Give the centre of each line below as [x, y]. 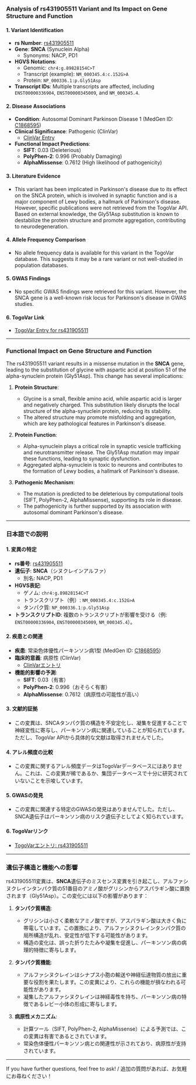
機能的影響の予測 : [36, 672]
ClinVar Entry [39, 138]
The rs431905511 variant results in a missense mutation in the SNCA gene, [95, 364]
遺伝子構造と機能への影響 [42, 867]
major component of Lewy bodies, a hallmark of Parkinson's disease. [97, 201]
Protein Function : [36, 435]
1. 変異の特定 [21, 549]
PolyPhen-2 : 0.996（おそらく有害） [67, 687]
